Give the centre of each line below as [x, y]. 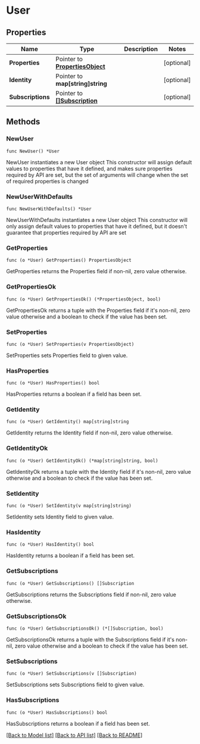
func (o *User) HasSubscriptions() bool [57, 712]
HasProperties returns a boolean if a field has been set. [74, 394]
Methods [23, 122]
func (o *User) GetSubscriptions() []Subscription [70, 583]
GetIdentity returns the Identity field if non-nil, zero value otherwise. [90, 433]
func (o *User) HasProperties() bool [53, 383]
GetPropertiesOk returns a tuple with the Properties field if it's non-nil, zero [98, 310]
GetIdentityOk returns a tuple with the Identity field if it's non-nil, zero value [99, 471]
